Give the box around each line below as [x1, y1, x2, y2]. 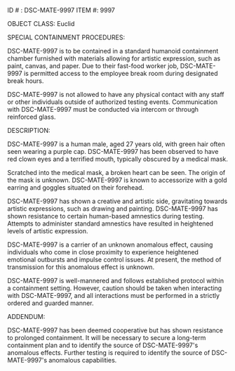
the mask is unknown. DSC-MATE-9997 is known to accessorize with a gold [7, 176, 227, 184]
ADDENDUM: [7, 313, 46, 320]
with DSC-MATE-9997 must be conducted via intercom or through [7, 105, 199, 113]
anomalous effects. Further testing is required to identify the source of [7, 349, 210, 357]
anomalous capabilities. [48, 356, 117, 364]
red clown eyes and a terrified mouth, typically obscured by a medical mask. [7, 155, 228, 163]
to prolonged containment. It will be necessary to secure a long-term [7, 334, 206, 341]
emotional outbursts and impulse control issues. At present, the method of [7, 256, 222, 263]
